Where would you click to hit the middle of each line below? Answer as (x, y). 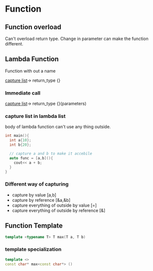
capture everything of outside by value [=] (54, 205)
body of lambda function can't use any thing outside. (58, 127)
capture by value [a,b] (34, 195)
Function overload (33, 27)
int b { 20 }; (20, 145)
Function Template (34, 226)
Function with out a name (30, 71)
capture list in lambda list (35, 116)
